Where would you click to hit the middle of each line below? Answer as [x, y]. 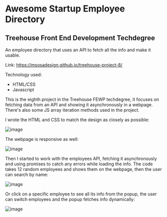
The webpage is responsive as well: [42, 139]
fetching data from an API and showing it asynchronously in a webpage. [79, 105]
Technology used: [24, 75]
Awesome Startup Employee [65, 9]
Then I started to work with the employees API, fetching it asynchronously [81, 159]
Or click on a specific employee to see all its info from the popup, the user [81, 194]
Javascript [23, 90]
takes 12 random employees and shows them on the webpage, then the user [83, 169]
